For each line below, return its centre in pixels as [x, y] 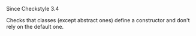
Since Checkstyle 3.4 [33, 9]
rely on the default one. [35, 27]
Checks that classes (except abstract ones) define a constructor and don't [98, 20]
